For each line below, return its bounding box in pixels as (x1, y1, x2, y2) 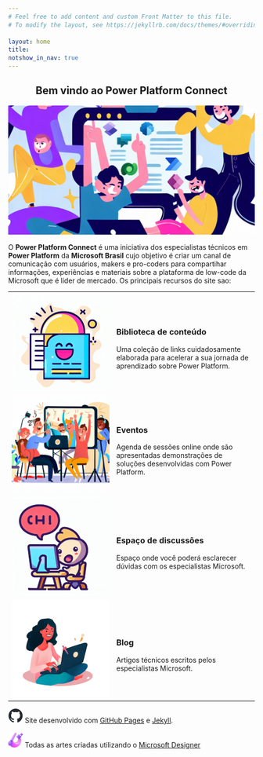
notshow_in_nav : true (8, 54, 79, 62)
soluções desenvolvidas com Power (116, 459, 232, 469)
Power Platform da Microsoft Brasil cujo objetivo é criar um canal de (8, 251, 232, 261)
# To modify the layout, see (8, 20, 103, 29)
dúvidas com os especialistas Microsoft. (116, 561, 246, 571)
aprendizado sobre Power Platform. (116, 361, 231, 371)
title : (8, 46, 30, 54)
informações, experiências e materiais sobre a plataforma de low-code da (8, 268, 247, 277)
